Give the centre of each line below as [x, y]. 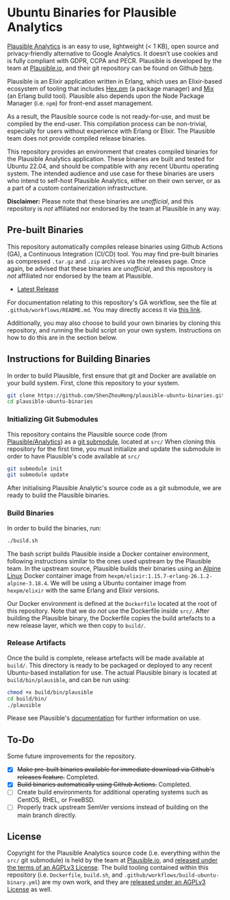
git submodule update [38, 475]
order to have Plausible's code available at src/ [74, 456]
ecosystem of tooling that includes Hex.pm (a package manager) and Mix [111, 88]
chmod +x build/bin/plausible [50, 692]
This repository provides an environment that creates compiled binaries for [113, 151]
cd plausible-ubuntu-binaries [50, 402]
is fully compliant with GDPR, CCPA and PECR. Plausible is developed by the [115, 60]
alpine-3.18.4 [27, 583]
